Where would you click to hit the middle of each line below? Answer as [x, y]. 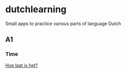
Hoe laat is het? [22, 65]
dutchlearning [36, 9]
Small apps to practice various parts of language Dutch [63, 23]
